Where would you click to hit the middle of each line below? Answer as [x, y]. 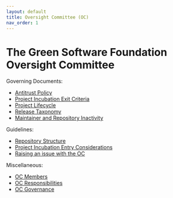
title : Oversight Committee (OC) [48, 17]
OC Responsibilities [39, 183]
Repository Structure [40, 141]
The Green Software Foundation [87, 52]
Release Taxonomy [38, 112]
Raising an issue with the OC [50, 154]
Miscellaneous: [25, 165]
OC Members [31, 177]
